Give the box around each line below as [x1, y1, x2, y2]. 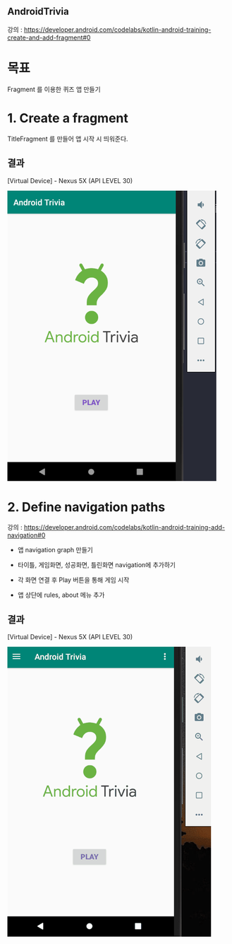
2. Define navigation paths [7, 499, 166, 515]
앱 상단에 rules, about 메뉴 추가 [17, 590, 105, 600]
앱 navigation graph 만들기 [17, 546, 93, 554]
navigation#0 [7, 531, 46, 540]
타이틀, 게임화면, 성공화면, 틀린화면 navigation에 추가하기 [17, 561, 176, 569]
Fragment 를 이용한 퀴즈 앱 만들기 [7, 85, 101, 93]
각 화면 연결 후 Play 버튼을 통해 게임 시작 [17, 576, 130, 584]
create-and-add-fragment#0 [7, 33, 91, 42]
